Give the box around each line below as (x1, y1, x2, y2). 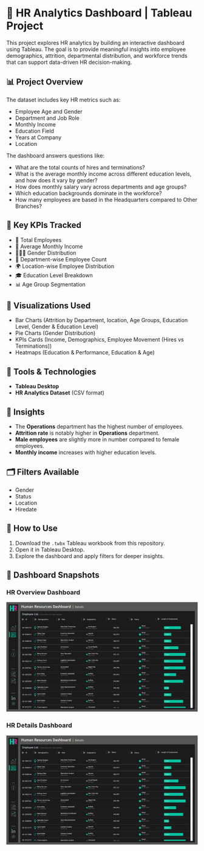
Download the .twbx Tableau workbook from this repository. (15, 539, 165, 546)
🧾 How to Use (6, 523, 58, 534)
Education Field (15, 127, 55, 134)
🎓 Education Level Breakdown (15, 271, 93, 279)
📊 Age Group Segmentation (15, 280, 86, 288)
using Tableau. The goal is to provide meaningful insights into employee (6, 46, 186, 53)
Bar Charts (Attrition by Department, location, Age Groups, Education (15, 317, 188, 324)
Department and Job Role (15, 114, 80, 122)
